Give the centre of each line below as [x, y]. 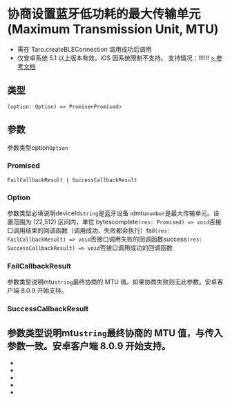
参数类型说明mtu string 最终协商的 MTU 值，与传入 [115, 333]
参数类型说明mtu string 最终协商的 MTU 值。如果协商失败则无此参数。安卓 [112, 282]
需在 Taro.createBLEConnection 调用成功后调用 [84, 49]
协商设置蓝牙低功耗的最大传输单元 [104, 14]
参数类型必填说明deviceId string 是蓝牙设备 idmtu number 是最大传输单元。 [111, 213]
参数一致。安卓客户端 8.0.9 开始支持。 [89, 346]
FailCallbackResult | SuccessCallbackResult [72, 180]
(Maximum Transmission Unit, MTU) [113, 29]
